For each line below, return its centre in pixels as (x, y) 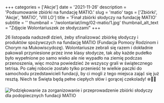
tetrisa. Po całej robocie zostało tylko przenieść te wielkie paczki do (74, 68)
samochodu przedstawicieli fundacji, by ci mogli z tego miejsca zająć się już (82, 73)
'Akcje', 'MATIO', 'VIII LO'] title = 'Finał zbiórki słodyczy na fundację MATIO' (81, 17)
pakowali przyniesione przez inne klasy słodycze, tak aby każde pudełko (79, 53)
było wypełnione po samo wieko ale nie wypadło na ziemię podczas (74, 58)
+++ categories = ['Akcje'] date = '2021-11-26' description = (66, 7)
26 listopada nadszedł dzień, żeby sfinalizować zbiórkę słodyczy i (72, 37)
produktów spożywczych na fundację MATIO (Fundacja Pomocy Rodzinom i (82, 42)
